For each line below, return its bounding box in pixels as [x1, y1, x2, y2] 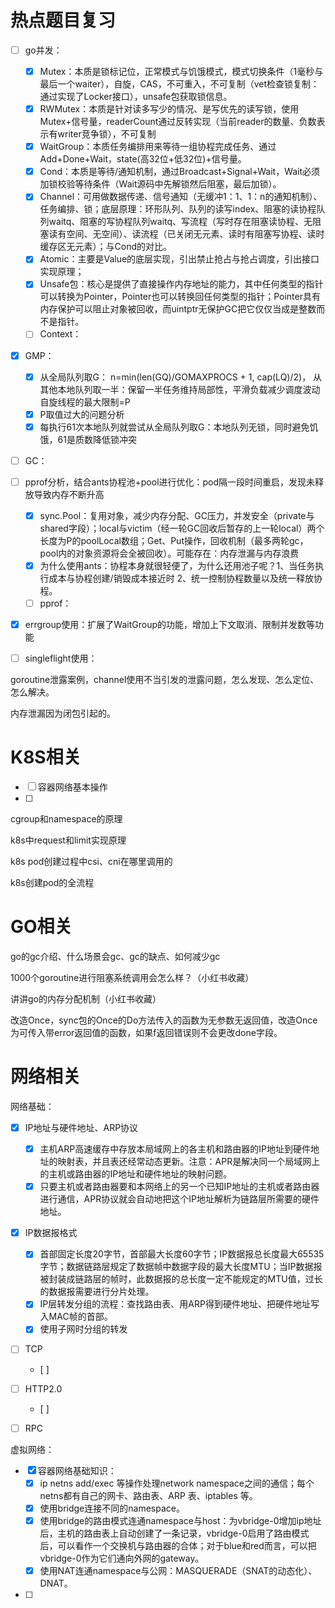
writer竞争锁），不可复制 [57, 128, 157, 140]
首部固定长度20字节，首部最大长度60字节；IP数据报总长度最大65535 [39, 1248, 325, 1260]
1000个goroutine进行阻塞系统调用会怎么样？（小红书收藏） [10, 972, 255, 984]
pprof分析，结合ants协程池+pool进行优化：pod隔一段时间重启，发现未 [24, 476, 316, 488]
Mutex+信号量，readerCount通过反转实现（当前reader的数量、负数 [39, 116, 317, 128]
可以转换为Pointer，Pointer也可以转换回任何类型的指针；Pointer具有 [39, 291, 321, 303]
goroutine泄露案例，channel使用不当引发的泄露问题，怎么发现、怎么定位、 [10, 674, 320, 686]
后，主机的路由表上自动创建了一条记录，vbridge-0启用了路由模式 [39, 1527, 310, 1539]
